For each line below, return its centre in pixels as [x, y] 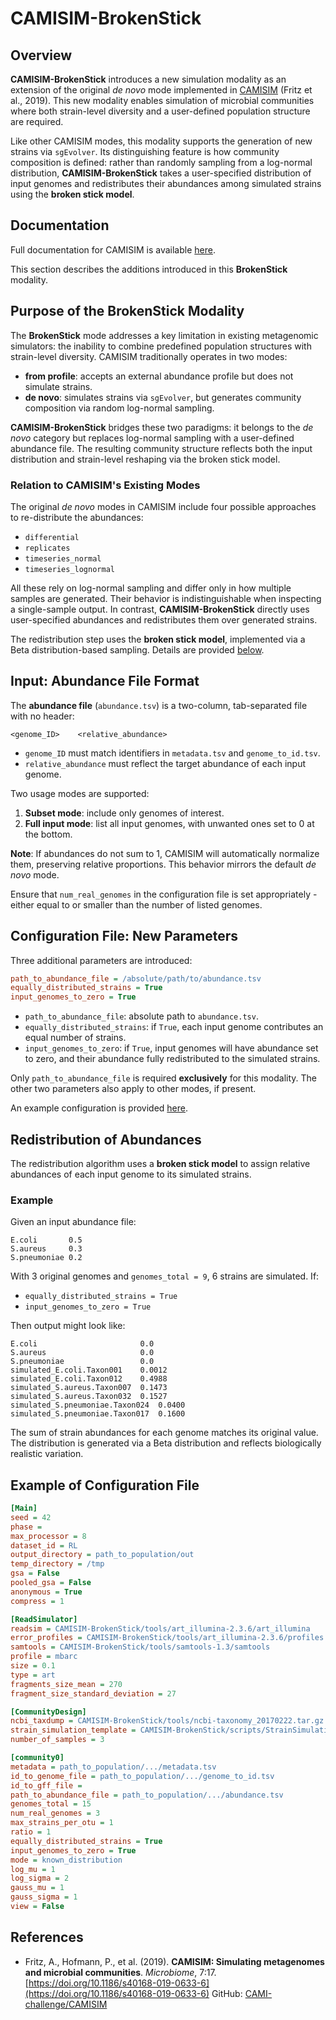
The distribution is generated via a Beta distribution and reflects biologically [166, 1443]
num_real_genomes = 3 [55, 1813]
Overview [41, 55]
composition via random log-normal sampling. [119, 408]
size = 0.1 [33, 1666]
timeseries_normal [63, 558]
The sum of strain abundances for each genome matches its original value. [164, 1433]
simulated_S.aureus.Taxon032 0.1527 [89, 1397]
